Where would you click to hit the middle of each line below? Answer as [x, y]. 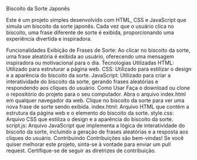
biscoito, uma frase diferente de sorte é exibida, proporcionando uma [90, 32]
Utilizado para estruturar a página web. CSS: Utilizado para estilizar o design [99, 69]
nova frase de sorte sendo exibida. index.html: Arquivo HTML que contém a [98, 107]
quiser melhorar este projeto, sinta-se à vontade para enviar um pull [89, 144]
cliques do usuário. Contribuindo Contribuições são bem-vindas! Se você [95, 138]
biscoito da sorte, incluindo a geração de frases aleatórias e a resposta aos [97, 132]
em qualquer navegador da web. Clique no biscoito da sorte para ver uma [95, 100]
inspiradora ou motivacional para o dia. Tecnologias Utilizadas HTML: [90, 63]
